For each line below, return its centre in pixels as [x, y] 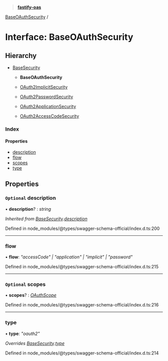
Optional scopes [25, 284]
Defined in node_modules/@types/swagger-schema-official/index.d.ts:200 [82, 228]
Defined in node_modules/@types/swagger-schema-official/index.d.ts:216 [82, 305]
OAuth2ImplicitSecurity [44, 87]
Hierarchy [21, 55]
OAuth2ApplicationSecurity [48, 106]
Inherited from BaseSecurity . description [46, 219]
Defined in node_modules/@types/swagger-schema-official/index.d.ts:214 [82, 353]
